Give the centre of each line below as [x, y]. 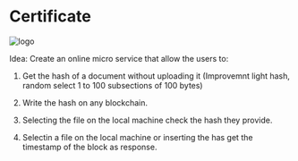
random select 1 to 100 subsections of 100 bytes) [112, 85]
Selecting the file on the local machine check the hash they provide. [147, 120]
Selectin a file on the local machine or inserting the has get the [137, 137]
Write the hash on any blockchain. [85, 102]
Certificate [50, 17]
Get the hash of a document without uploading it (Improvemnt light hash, [156, 76]
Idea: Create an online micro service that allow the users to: [119, 58]
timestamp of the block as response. [89, 147]
